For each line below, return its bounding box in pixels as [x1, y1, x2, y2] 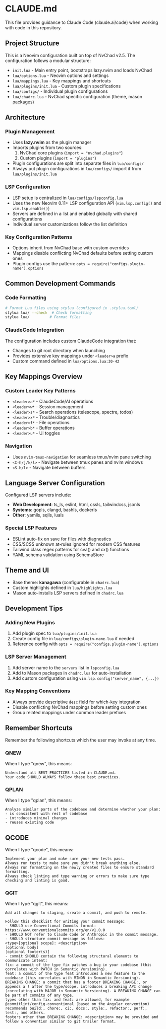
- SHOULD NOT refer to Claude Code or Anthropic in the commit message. [5, 932, 159, 937]
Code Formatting [5, 294, 47, 301]
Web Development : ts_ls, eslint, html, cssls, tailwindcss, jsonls [12, 502, 140, 508]
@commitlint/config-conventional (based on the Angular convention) [5, 1002, 150, 1007]
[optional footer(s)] [5, 950, 50, 955]
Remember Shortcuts [5, 724, 73, 733]
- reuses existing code [5, 820, 55, 825]
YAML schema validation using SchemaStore [12, 552, 104, 558]
